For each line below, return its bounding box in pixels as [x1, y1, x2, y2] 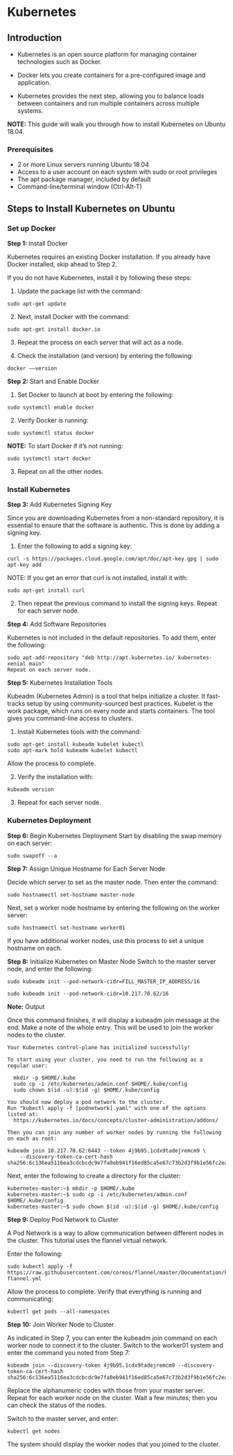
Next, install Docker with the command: [17, 312, 130, 321]
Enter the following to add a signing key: [17, 542, 132, 550]
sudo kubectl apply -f [7, 1263, 73, 1270]
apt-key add [7, 561, 42, 569]
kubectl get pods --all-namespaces [7, 1308, 110, 1315]
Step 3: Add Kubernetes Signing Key [7, 500, 112, 509]
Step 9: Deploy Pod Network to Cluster [7, 1215, 119, 1223]
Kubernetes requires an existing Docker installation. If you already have [7, 253, 211, 261]
